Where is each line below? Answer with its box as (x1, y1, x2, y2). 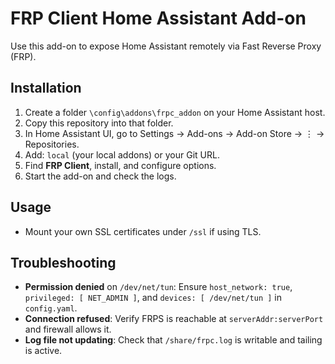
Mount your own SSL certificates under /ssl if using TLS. (24, 225, 262, 237)
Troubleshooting (10, 254, 117, 271)
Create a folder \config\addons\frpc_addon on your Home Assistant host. (24, 106, 326, 118)
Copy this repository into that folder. (24, 117, 174, 129)
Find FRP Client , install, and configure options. (24, 159, 217, 171)
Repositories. (24, 138, 80, 150)
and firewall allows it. (24, 323, 112, 336)
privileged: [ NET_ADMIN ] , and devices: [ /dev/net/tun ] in (24, 292, 282, 304)
